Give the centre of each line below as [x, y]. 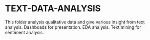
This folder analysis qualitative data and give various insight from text [75, 22]
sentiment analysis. [24, 32]
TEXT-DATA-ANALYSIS [53, 9]
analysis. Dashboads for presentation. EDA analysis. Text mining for [73, 27]
